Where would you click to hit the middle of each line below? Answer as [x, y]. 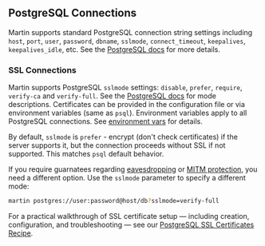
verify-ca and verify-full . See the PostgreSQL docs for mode [113, 96]
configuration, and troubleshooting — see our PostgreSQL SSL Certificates [131, 224]
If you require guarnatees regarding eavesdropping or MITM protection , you [133, 169]
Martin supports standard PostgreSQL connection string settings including [131, 32]
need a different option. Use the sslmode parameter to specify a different [127, 178]
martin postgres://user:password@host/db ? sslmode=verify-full [114, 201]
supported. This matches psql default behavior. [86, 154]
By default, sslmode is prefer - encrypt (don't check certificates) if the [123, 137]
